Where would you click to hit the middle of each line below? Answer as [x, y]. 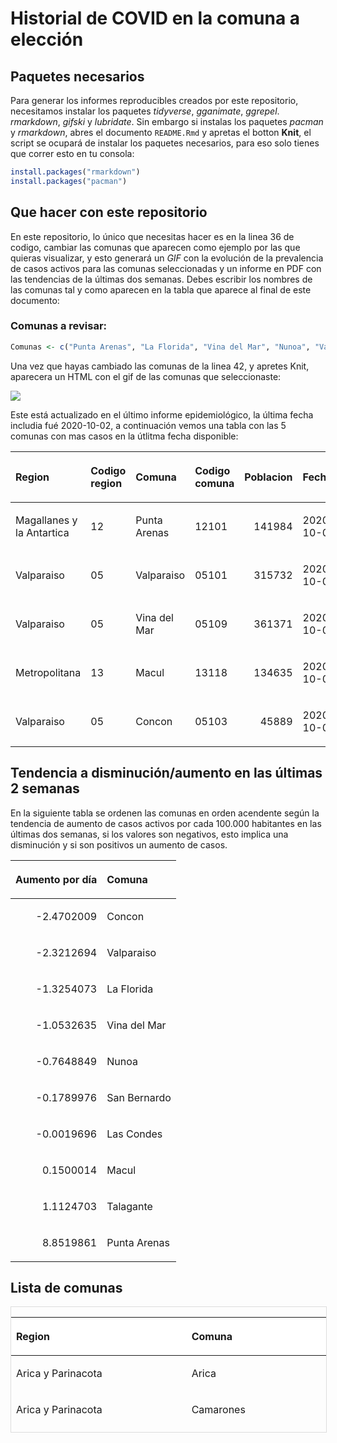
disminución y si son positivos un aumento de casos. [119, 844]
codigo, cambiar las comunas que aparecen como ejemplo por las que [155, 247]
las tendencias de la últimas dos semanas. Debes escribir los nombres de [161, 279]
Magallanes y [46, 520]
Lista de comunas [66, 1287]
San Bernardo [139, 1097]
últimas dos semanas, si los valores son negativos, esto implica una [149, 834]
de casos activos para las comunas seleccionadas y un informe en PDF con [166, 268]
